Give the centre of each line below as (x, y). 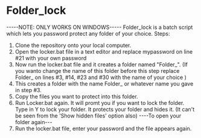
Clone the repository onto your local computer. (73, 45)
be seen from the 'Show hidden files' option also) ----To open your (98, 116)
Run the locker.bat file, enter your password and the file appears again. (103, 128)
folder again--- (33, 122)
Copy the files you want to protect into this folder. (76, 96)
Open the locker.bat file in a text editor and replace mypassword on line (104, 51)
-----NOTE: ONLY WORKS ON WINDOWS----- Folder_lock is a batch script (100, 27)
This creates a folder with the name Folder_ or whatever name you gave (104, 83)
